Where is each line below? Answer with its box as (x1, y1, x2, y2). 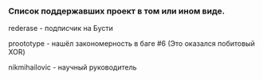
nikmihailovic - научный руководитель (8, 63, 137, 72)
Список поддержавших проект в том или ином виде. (8, 6, 226, 17)
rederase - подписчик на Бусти (8, 24, 114, 33)
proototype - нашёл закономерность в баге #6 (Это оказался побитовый (8, 39, 255, 48)
